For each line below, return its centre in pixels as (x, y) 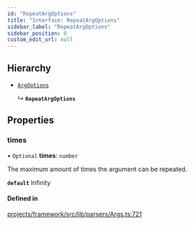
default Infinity (29, 182)
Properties (31, 121)
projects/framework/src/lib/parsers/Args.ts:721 (75, 214)
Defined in (23, 198)
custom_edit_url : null (40, 40)
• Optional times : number (43, 155)
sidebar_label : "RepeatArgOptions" (59, 27)
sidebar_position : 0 (37, 33)
